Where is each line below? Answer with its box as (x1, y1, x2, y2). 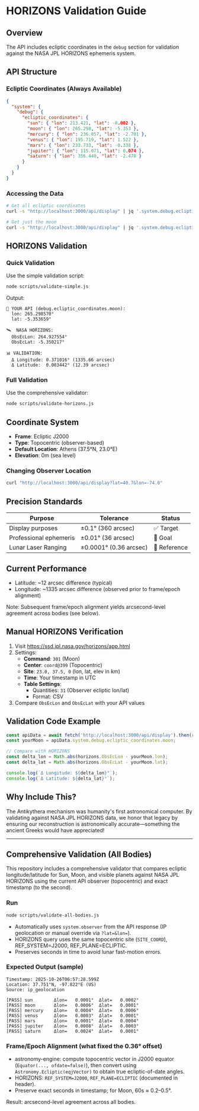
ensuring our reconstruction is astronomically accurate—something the (6, 820, 180, 828)
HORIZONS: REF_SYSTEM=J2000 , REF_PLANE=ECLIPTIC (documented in (14, 1074, 178, 1081)
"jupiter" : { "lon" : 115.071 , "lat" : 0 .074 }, (27, 148, 145, 154)
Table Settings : (23, 680, 62, 687)
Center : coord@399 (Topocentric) (23, 661, 102, 668)
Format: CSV (32, 692, 64, 700)
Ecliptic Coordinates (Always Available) (6, 85, 122, 93)
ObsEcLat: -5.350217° (11, 339, 65, 345)
